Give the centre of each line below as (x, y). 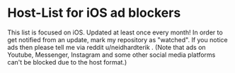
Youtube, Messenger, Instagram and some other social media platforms (111, 55)
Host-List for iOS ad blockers (94, 13)
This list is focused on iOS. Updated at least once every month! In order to (115, 32)
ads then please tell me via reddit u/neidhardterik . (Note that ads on (107, 47)
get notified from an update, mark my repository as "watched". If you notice (117, 39)
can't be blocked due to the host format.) (67, 62)
